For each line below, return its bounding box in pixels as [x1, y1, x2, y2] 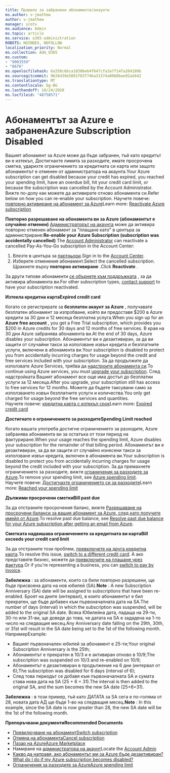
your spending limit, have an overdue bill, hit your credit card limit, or [5, 179, 148, 186]
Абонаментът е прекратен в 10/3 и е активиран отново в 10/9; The [12, 652, 155, 658]
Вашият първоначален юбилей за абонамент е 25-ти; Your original [12, 641, 155, 647]
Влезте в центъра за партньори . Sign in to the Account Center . [12, 253, 145, 259]
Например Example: [5, 631, 47, 637]
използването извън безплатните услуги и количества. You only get [5, 390, 151, 396]
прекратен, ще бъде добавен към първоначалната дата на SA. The [5, 599, 149, 605]
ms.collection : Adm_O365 [5, 50, 58, 55]
